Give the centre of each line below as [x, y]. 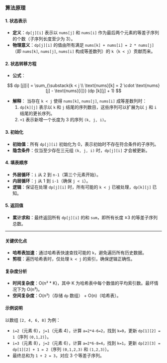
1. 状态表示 [16, 20]
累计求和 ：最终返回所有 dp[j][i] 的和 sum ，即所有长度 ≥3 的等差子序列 [85, 217]
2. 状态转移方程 [21, 64]
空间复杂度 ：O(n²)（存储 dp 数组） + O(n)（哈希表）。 [67, 296]
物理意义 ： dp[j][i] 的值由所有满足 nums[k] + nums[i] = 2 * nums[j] [83, 45]
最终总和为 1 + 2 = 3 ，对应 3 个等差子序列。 [58, 355]
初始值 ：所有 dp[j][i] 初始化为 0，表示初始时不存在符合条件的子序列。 [85, 144]
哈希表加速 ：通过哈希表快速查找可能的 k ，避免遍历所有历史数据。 [79, 253]
